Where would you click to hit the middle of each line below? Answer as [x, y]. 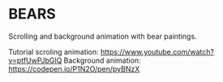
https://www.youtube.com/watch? [157, 51]
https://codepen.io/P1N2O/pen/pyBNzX [74, 68]
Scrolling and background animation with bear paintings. [103, 36]
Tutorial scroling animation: [54, 51]
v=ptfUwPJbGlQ [35, 60]
